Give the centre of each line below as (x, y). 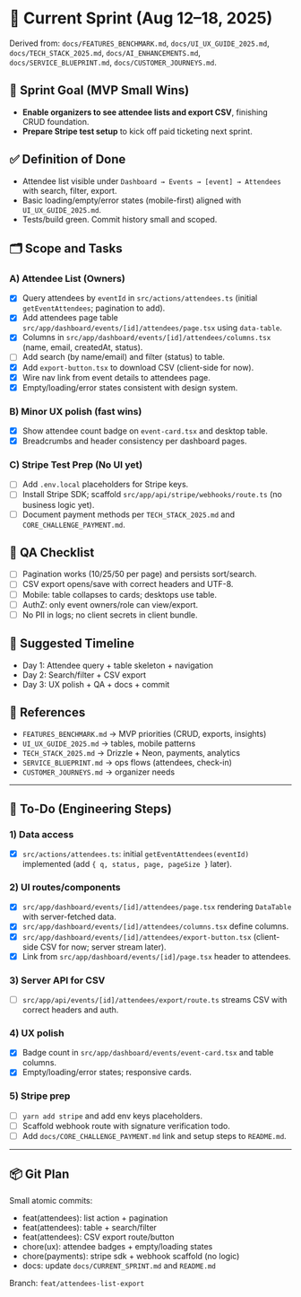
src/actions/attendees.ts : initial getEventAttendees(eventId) (135, 854)
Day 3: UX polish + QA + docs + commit (96, 684)
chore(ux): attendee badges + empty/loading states (117, 1246)
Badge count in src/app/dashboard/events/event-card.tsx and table (148, 1053)
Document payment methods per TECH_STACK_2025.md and (129, 514)
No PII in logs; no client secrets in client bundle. (110, 615)
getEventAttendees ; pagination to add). (94, 308)
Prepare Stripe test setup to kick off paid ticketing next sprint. (137, 131)
